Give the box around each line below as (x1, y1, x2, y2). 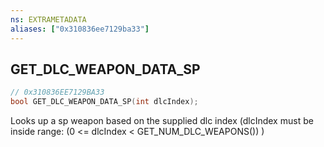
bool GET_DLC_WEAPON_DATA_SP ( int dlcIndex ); (10, 97, 199, 107)
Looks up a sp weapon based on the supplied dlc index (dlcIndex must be (10, 115, 314, 127)
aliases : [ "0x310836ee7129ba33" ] (10, 24, 150, 34)
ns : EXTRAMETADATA (10, 14, 87, 25)
